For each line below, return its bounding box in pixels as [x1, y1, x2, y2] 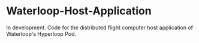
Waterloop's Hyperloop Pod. [6, 30, 77, 37]
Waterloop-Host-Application [6, 4, 152, 18]
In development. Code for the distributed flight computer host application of [6, 24, 194, 31]
